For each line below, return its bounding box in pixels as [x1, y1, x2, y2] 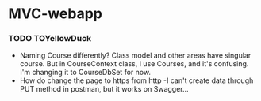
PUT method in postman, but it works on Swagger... [19, 84, 189, 94]
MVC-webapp [8, 5, 103, 23]
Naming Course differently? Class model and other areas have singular [19, 50, 251, 60]
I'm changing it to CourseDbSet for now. [19, 68, 152, 77]
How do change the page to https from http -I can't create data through [19, 76, 254, 85]
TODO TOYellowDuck [8, 33, 92, 44]
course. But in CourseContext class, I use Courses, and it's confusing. [19, 59, 249, 69]
